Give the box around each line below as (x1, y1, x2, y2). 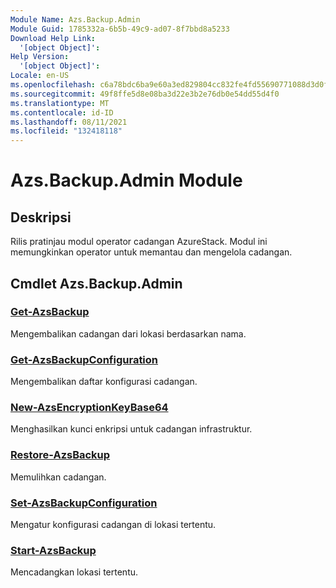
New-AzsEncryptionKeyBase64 (10, 401, 169, 415)
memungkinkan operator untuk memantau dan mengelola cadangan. (10, 246, 293, 258)
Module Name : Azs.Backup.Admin (10, 14, 141, 25)
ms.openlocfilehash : (10, 80, 97, 90)
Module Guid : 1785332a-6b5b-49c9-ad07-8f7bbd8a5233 (10, 24, 230, 34)
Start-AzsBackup (10, 543, 97, 557)
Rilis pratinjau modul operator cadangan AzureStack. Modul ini (10, 236, 268, 248)
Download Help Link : (10, 33, 97, 43)
